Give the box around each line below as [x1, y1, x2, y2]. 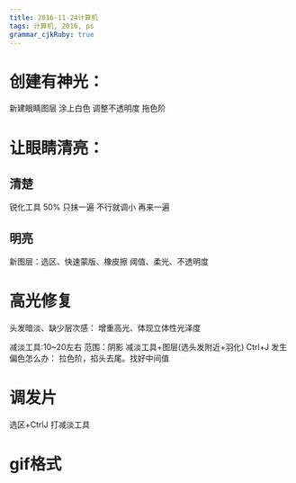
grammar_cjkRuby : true [9, 30, 94, 39]
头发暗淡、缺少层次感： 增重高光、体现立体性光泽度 [9, 323, 201, 334]
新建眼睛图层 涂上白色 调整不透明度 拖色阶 [9, 103, 166, 113]
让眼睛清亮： [9, 138, 105, 158]
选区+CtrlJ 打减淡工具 [9, 419, 90, 430]
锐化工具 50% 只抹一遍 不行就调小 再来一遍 [9, 201, 170, 212]
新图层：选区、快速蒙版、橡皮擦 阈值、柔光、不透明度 [9, 256, 209, 267]
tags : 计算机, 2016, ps [9, 22, 94, 31]
